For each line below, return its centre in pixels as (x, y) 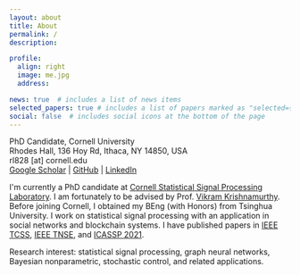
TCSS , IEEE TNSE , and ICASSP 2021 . (77, 235)
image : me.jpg (43, 75)
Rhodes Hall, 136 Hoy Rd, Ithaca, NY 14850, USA (99, 151)
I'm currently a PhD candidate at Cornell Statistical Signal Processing (136, 187)
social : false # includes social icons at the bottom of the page (137, 116)
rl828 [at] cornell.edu (48, 161)
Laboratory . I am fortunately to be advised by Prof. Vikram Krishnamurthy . (145, 196)
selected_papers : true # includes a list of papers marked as (127, 108)
